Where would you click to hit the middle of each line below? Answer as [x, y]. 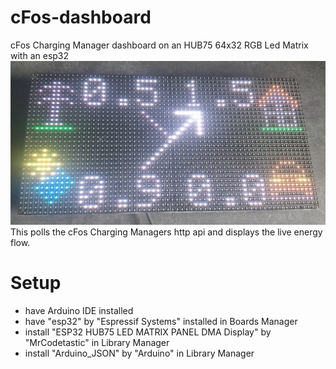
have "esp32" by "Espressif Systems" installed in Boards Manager [161, 321]
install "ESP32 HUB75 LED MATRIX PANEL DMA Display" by [148, 332]
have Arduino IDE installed [79, 310]
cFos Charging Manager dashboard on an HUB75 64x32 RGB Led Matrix [159, 45]
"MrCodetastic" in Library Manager [97, 342]
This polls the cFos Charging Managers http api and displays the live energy [166, 232]
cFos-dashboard [81, 17]
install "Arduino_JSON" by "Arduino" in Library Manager [139, 353]
